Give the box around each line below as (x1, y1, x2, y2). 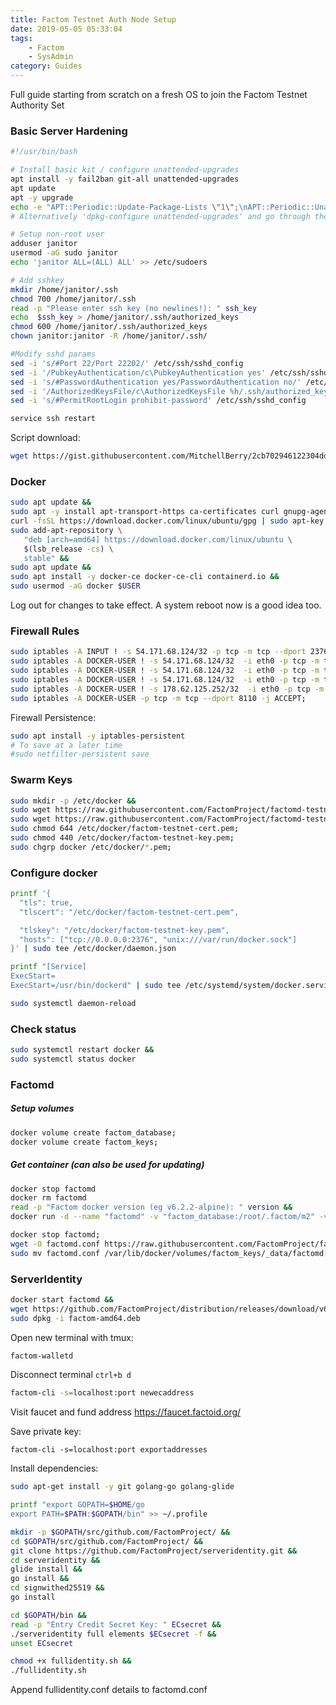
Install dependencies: (10, 1462, 99, 1475)
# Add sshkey (10, 275, 65, 285)
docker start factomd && (10, 1294, 114, 1305)
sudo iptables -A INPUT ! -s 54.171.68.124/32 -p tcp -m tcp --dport (10, 647, 307, 657)
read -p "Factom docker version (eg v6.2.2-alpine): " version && (10, 1202, 293, 1213)
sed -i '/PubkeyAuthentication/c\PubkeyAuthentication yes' (10, 367, 267, 378)
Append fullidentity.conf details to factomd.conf (10, 1684, 208, 1696)
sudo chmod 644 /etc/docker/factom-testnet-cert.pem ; (10, 824, 240, 834)
